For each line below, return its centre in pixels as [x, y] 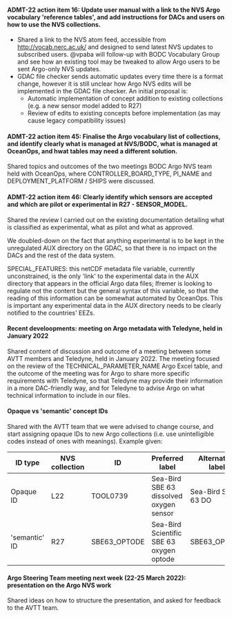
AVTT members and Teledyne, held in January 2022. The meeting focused [113, 358]
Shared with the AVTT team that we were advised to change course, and [110, 427]
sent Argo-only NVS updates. [59, 69]
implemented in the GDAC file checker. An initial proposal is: [103, 91]
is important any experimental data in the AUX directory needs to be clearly [114, 305]
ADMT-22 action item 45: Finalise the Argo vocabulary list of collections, [114, 136]
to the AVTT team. [33, 608]
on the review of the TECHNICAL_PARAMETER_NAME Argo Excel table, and [115, 366]
